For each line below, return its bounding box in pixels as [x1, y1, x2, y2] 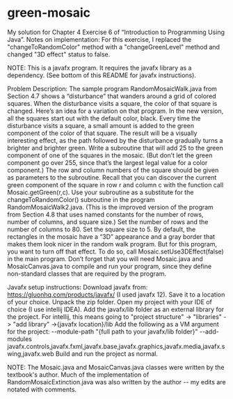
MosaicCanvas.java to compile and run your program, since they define [7, 262, 212, 270]
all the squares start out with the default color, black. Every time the [7, 114, 201, 123]
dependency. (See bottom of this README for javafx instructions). [7, 71, 197, 79]
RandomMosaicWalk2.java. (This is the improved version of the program [7, 203, 214, 211]
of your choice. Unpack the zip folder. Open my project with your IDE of [7, 297, 212, 306]
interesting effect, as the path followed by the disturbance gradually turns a [7, 136, 223, 144]
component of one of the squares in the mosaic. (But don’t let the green [7, 151, 213, 159]
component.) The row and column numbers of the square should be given [7, 166, 219, 174]
